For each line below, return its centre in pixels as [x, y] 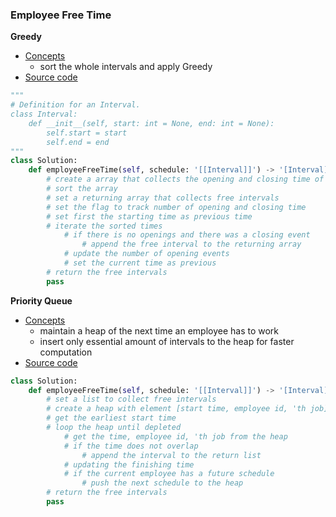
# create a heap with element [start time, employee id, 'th [176, 409]
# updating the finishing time [129, 464]
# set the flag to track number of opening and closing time [176, 207]
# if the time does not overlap [131, 446]
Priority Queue [41, 300]
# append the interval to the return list [171, 455]
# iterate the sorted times [104, 226]
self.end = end [78, 142]
